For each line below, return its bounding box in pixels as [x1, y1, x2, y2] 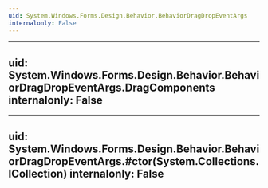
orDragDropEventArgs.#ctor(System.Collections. [8, 155, 259, 168]
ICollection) [8, 166, 68, 180]
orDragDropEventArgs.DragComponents [8, 80, 215, 94]
